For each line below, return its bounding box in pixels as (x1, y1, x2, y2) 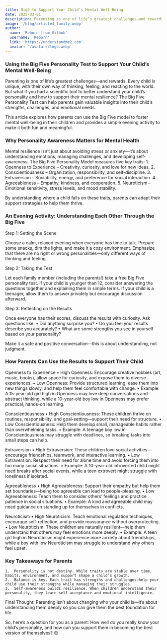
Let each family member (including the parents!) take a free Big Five (5, 275, 145, 281)
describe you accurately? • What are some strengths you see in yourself (5, 326, 154, 332)
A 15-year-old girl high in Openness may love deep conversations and (5, 390, 148, 396)
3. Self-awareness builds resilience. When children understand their (5, 586, 157, 591)
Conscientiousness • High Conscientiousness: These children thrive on (5, 411, 152, 417)
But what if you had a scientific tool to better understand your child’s (5, 88, 145, 94)
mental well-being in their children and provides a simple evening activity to (5, 119, 160, 125)
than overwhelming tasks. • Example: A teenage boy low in (5, 427, 126, 432)
